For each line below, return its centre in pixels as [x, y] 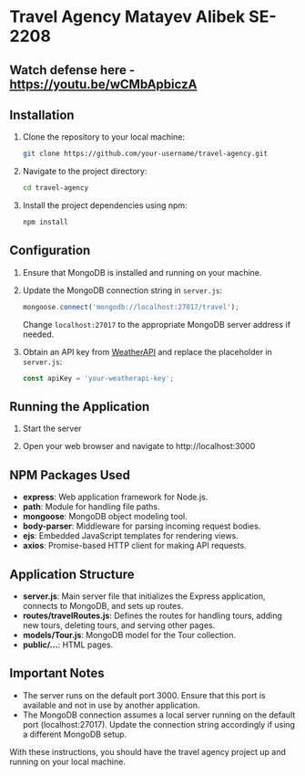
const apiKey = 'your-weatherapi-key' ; [98, 378]
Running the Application [80, 407]
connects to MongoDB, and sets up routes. [103, 606]
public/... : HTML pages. [68, 645]
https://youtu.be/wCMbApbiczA [103, 84]
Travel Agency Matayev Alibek [127, 17]
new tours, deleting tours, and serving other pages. [119, 625]
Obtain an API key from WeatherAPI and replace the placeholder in [147, 351]
